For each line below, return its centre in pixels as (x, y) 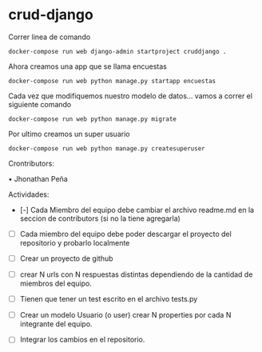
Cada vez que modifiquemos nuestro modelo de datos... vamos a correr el (131, 96)
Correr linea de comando (50, 37)
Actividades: (29, 194)
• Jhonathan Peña (38, 178)
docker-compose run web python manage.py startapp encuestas (112, 81)
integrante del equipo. (56, 324)
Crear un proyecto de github (66, 258)
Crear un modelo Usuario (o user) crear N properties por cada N (125, 315)
